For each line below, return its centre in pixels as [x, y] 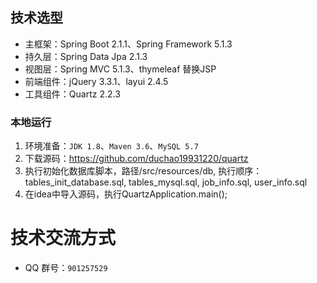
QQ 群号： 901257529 [66, 268]
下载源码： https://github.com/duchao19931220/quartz [136, 159]
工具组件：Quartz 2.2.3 [72, 94]
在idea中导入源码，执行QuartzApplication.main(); [126, 194]
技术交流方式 [63, 238]
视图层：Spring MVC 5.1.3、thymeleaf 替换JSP [120, 69]
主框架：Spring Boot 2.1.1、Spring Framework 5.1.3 [128, 44]
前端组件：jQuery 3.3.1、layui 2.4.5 [96, 81]
